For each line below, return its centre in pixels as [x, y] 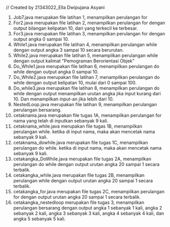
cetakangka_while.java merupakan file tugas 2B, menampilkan [79, 175]
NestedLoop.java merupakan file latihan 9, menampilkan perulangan [85, 104]
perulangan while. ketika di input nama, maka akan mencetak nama [84, 132]
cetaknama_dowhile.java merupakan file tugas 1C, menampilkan [80, 142]
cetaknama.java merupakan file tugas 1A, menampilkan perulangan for [87, 115]
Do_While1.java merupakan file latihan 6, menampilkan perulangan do [86, 66]
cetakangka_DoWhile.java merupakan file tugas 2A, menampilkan [82, 159]
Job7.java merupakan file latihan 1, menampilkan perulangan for [80, 17]
